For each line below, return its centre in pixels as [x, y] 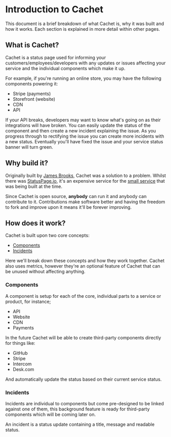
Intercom [22, 364]
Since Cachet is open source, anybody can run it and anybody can [76, 196]
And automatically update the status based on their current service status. [84, 379]
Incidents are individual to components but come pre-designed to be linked [84, 403]
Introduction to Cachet [54, 9]
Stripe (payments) [32, 94]
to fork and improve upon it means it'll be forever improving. [69, 207]
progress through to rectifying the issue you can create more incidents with [85, 136]
